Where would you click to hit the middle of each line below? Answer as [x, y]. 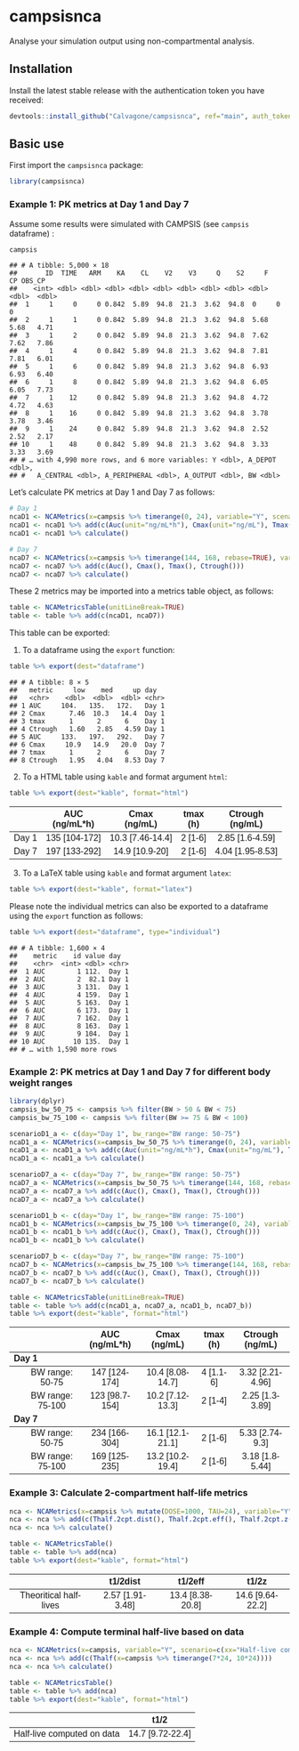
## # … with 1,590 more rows [63, 1049]
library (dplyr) [37, 1101]
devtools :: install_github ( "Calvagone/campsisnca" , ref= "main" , [129, 116]
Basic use [37, 144]
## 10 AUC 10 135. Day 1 [69, 1041]
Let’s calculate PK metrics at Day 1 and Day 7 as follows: [112, 492]
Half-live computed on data [67, 1734]
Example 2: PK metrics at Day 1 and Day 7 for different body [140, 1071]
